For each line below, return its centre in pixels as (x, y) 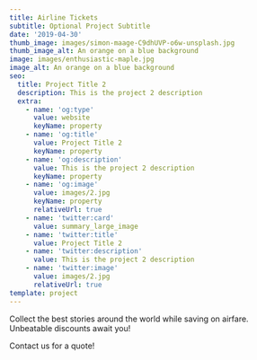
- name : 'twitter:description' (84, 251)
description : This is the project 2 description (110, 92)
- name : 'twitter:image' (72, 268)
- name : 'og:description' (74, 159)
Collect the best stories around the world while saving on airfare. (129, 319)
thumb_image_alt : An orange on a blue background (104, 51)
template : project (44, 293)
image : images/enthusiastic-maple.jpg (82, 59)
